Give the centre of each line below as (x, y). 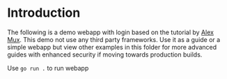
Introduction (44, 13)
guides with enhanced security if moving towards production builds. (105, 55)
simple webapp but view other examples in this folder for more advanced (112, 47)
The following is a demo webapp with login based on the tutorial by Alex (111, 32)
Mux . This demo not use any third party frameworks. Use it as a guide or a (114, 39)
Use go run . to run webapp (48, 68)
